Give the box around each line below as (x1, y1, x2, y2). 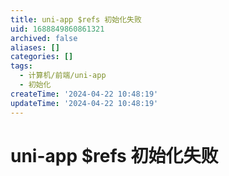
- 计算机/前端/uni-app (19, 71, 107, 81)
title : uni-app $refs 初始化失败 (10, 14, 142, 25)
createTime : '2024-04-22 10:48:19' (10, 89, 159, 99)
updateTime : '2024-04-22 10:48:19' (10, 98, 159, 108)
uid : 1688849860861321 (10, 24, 105, 34)
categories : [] (10, 52, 74, 62)
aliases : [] (10, 42, 60, 53)
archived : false (10, 33, 78, 43)
